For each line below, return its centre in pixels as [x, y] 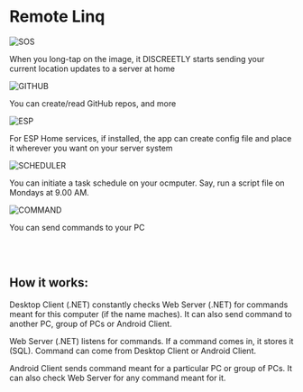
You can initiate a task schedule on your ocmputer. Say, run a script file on [147, 183]
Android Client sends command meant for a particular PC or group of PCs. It [151, 368]
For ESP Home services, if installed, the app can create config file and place [151, 138]
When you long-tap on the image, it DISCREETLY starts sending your [137, 59]
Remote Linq [57, 17]
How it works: [49, 283]
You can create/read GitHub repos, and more [93, 103]
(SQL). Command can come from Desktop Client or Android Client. [133, 351]
